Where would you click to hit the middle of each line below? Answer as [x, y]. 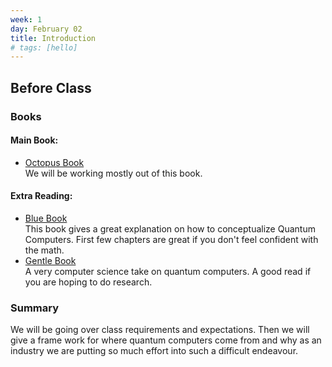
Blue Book [46, 218]
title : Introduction [53, 38]
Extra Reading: [41, 196]
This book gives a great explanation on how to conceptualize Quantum [170, 228]
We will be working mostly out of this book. [113, 173]
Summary [35, 308]
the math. [44, 250]
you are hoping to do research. [88, 282]
